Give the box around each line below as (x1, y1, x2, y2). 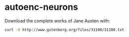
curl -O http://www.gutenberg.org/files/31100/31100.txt (4, 27, 125, 32)
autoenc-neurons (4, 1, 79, 13)
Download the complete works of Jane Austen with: (4, 18, 110, 24)
